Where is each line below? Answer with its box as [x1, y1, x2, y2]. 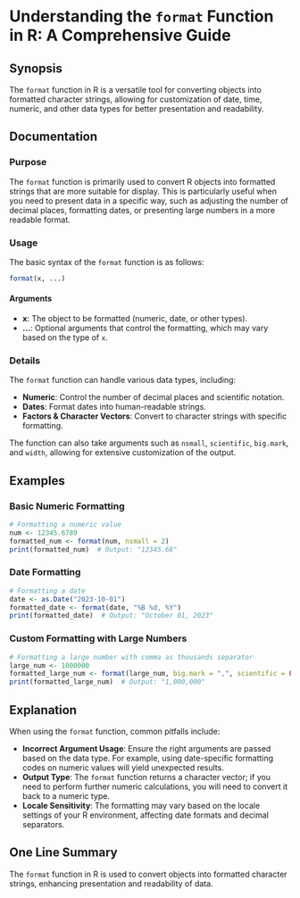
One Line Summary [9, 845, 118, 861]
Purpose [9, 156, 47, 169]
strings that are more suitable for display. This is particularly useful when [9, 186, 278, 196]
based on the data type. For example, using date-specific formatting [21, 752, 274, 763]
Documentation [9, 129, 98, 145]
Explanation [9, 703, 78, 718]
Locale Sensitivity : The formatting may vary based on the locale [21, 800, 261, 811]
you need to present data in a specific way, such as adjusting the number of [9, 195, 288, 206]
